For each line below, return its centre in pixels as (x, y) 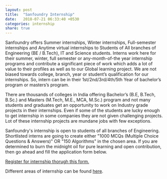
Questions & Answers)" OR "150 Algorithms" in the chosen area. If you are (81, 141)
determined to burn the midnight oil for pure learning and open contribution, (83, 147)
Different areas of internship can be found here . (54, 171)
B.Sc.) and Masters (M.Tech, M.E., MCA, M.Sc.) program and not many (78, 100)
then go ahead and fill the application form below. (56, 152)
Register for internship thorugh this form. (47, 162)
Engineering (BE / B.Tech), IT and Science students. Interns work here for (81, 53)
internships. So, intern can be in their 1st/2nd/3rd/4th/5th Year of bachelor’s (83, 80)
